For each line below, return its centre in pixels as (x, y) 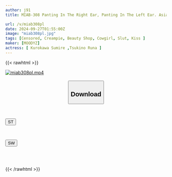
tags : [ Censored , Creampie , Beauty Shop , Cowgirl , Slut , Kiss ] (75, 38)
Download (86, 94)
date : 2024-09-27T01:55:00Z (35, 29)
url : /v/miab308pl (25, 24)
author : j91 (18, 10)
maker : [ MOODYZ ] (23, 43)
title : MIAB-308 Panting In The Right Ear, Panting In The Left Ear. (81, 15)
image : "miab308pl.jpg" (31, 34)
